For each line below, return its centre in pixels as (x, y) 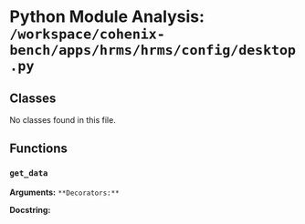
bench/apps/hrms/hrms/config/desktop (153, 51)
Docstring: (30, 209)
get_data (29, 173)
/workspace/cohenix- (88, 34)
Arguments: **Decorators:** (65, 192)
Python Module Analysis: (107, 17)
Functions (39, 149)
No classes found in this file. (63, 120)
